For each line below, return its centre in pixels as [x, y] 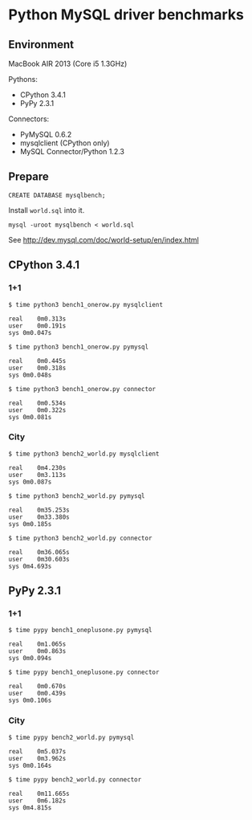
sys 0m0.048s [30, 375]
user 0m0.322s [37, 410]
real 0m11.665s [39, 793]
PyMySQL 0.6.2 [46, 135]
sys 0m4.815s [30, 808]
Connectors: [29, 119]
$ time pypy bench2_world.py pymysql [71, 737]
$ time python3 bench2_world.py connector [80, 538]
